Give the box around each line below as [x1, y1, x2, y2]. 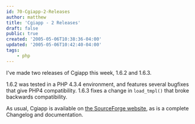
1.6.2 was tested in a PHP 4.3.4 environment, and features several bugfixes [6, 81, 189, 88]
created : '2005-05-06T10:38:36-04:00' [6, 36, 102, 42]
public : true [6, 31, 39, 37]
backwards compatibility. [6, 93, 68, 100]
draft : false [6, 25, 39, 31]
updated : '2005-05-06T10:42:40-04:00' [6, 42, 102, 48]
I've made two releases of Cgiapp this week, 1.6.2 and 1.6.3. [6, 69, 152, 76]
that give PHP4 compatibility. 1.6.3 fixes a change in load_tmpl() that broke [6, 87, 190, 94]
